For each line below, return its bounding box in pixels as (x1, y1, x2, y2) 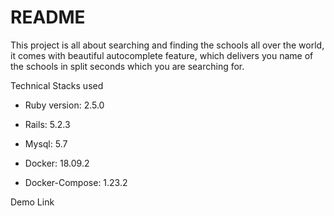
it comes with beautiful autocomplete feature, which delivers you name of (10, 49, 314, 61)
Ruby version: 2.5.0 (24, 99, 105, 111)
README (10, 6, 86, 29)
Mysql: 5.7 (24, 137, 68, 150)
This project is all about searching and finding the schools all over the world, (10, 39, 325, 51)
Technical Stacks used (10, 79, 104, 91)
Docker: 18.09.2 (24, 157, 90, 169)
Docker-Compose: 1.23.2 (24, 176, 128, 188)
